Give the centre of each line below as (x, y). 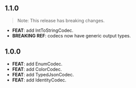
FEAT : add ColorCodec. (37, 69)
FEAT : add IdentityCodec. (39, 80)
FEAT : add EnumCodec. (37, 64)
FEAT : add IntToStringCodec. (43, 30)
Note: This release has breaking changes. (61, 20)
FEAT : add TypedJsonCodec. (43, 74)
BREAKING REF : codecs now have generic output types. (71, 35)
